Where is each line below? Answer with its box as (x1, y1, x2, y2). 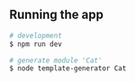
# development (9, 31, 63, 40)
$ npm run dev (9, 40, 63, 49)
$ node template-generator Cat (9, 64, 127, 73)
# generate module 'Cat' (9, 56, 103, 65)
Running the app (9, 7, 103, 23)
